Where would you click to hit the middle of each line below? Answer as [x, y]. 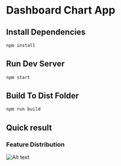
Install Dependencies [46, 32]
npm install [21, 45]
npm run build [24, 109]
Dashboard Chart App [61, 10]
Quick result [29, 127]
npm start [18, 77]
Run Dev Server [35, 64]
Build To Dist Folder [42, 96]
